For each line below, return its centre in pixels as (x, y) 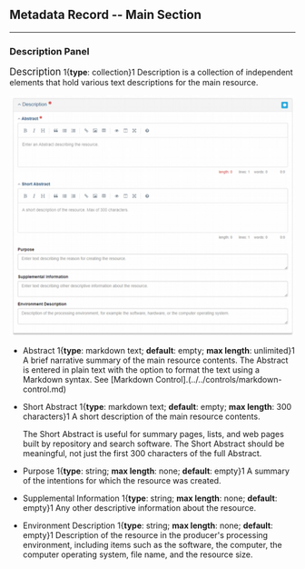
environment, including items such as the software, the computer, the (152, 545)
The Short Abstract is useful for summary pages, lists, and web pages (153, 434)
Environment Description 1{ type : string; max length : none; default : (148, 525)
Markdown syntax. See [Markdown (88, 380)
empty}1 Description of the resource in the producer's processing (145, 535)
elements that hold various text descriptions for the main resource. (134, 83)
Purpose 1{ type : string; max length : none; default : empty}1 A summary (156, 471)
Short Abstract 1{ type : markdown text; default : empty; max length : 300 (157, 407)
